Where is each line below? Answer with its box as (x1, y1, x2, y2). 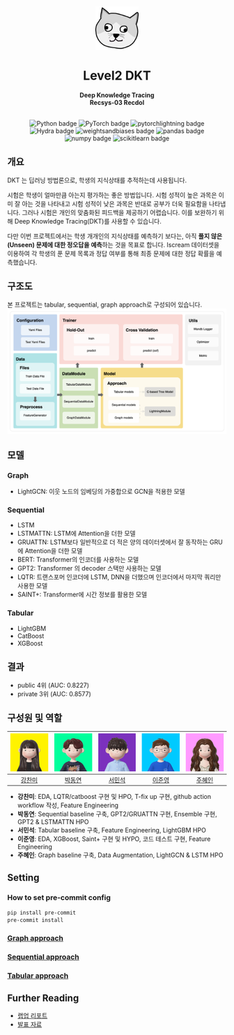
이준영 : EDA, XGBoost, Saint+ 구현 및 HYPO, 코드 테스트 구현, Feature (17, 835, 211, 843)
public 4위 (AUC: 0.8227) (17, 681, 89, 689)
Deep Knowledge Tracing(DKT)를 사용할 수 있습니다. (14, 216, 162, 225)
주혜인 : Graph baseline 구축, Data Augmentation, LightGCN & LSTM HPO (17, 851, 224, 860)
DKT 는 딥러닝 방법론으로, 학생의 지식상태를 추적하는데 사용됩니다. (7, 176, 187, 184)
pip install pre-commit (7, 909, 77, 916)
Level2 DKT (83, 68, 151, 84)
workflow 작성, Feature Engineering (17, 801, 119, 809)
